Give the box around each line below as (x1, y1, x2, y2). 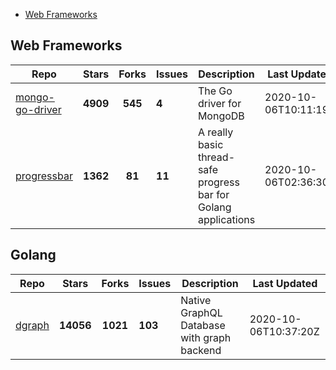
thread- (197, 150, 235, 164)
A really (197, 125, 234, 139)
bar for (197, 187, 230, 201)
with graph (180, 330, 232, 344)
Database (180, 318, 226, 332)
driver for (197, 96, 242, 110)
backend (180, 343, 222, 357)
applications (197, 212, 256, 226)
